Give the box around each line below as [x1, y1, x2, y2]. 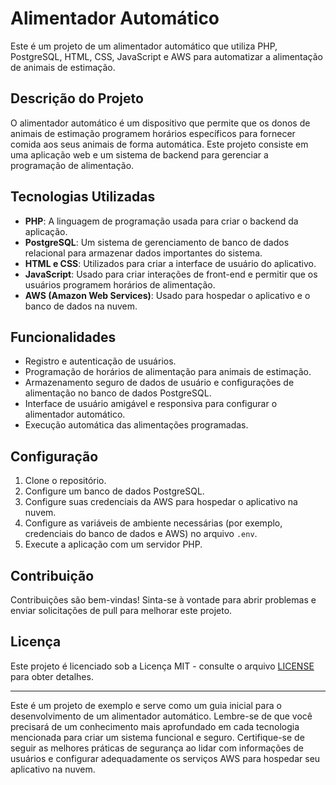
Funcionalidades [10, 328, 117, 346]
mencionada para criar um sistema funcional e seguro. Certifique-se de [10, 731, 305, 743]
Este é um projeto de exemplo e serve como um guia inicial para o [10, 699, 282, 711]
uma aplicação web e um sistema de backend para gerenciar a [10, 148, 269, 161]
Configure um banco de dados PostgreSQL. [24, 485, 205, 497]
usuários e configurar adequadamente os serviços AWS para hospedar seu [10, 752, 321, 764]
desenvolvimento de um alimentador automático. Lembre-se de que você [10, 710, 313, 722]
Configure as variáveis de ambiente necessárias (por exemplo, [24, 517, 283, 529]
